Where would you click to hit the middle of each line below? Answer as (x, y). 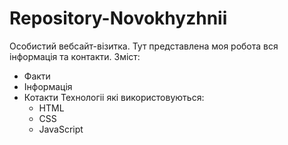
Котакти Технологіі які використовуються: (114, 97)
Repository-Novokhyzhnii (118, 18)
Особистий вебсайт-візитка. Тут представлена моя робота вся (144, 46)
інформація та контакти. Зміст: (75, 56)
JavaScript (61, 129)
